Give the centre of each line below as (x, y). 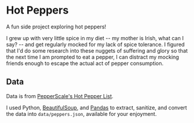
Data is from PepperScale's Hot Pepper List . (60, 96)
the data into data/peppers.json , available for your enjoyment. (81, 114)
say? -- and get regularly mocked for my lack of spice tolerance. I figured (96, 44)
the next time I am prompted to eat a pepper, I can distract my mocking (93, 57)
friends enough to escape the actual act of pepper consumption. (85, 63)
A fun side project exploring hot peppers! (56, 27)
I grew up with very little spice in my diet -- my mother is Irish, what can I (95, 38)
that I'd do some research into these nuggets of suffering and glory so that (97, 50)
